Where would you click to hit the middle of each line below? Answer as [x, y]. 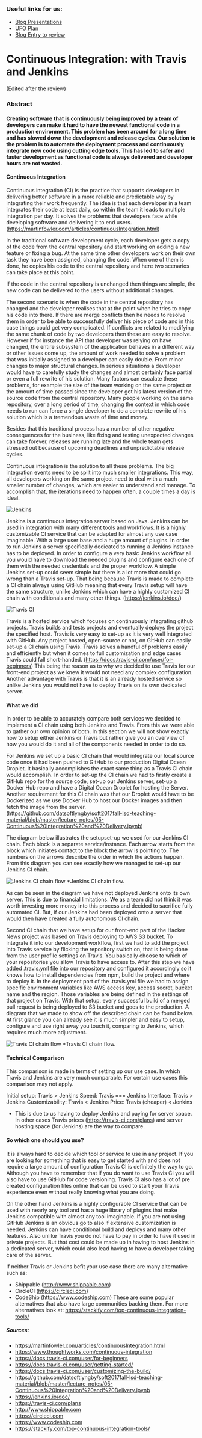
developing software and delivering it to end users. [69, 222]
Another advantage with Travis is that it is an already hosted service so [94, 678]
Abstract [20, 104]
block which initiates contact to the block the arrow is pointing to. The [93, 850]
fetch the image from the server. [46, 807]
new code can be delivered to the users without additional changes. [90, 290]
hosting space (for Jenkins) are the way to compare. [80, 1126]
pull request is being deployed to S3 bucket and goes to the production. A [98, 1007]
